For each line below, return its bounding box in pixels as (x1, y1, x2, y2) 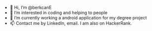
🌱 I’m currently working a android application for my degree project (9, 15, 147, 20)
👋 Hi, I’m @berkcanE (9, 5, 52, 10)
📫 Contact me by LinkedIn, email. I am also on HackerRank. (9, 20, 132, 26)
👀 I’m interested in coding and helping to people (9, 10, 108, 15)
